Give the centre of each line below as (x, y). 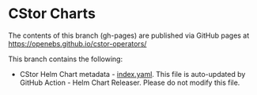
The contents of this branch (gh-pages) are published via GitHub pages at (129, 35)
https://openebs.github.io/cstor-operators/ (77, 43)
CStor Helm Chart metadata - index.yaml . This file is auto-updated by (132, 74)
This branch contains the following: (66, 59)
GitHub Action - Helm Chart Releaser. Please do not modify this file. (130, 82)
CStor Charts (52, 14)
